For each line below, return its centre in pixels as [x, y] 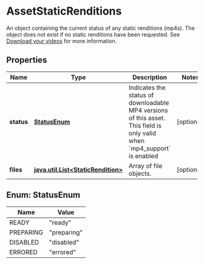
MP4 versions [148, 110]
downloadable [149, 103]
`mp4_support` [150, 148]
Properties [27, 60]
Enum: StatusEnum [43, 195]
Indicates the [147, 88]
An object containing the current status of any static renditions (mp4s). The [101, 28]
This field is [145, 125]
